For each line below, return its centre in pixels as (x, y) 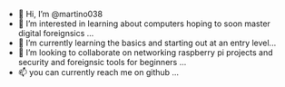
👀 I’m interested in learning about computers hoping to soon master (144, 24)
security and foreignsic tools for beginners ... (102, 62)
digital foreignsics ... (56, 33)
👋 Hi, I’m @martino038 (60, 14)
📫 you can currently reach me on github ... (98, 72)
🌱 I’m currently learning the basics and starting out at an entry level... (147, 43)
